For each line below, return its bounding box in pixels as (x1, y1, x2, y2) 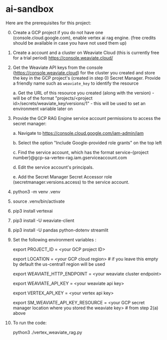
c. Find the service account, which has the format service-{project (12, 149, 149, 155)
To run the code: (12, 320, 47, 326)
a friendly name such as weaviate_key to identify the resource (12, 80, 139, 86)
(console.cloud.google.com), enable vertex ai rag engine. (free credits (12, 35, 156, 41)
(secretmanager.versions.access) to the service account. (12, 179, 129, 185)
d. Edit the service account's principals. (12, 164, 94, 170)
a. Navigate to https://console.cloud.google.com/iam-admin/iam (12, 130, 144, 136)
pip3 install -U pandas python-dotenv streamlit (12, 227, 109, 233)
